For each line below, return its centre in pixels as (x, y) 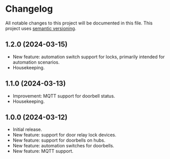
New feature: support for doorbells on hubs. (59, 140)
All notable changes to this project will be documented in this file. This (79, 23)
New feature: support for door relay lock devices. (64, 135)
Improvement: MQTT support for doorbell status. (64, 96)
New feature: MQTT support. (43, 151)
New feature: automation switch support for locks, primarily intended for (89, 57)
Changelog (29, 9)
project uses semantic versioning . (41, 28)
